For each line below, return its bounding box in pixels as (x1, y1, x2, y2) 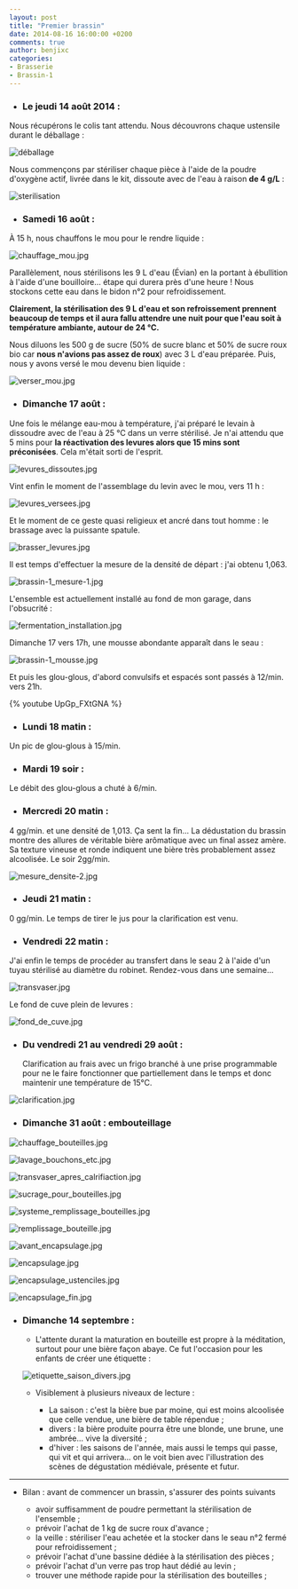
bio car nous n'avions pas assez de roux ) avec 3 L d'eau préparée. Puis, (9, 349, 277, 360)
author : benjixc (9, 46, 69, 55)
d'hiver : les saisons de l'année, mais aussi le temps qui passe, (48, 1443, 278, 1453)
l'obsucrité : (9, 603, 53, 613)
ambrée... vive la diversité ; (48, 1433, 148, 1443)
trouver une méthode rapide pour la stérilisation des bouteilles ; (35, 1570, 268, 1581)
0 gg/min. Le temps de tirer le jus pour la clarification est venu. (9, 913, 239, 923)
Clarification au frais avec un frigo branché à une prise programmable (21, 1058, 278, 1070)
